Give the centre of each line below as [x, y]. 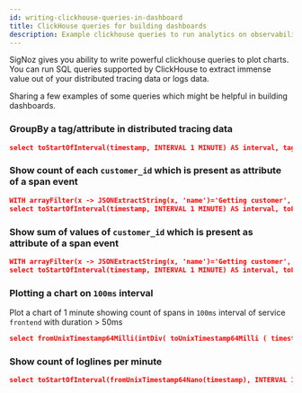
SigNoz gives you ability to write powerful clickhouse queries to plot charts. [149, 60]
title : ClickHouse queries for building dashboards [108, 26]
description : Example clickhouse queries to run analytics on [128, 34]
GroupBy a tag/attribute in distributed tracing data [121, 129]
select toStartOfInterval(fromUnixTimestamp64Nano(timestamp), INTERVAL [148, 380]
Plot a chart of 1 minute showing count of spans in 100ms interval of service [147, 312]
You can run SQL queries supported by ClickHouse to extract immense [140, 69]
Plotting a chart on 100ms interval [81, 293]
